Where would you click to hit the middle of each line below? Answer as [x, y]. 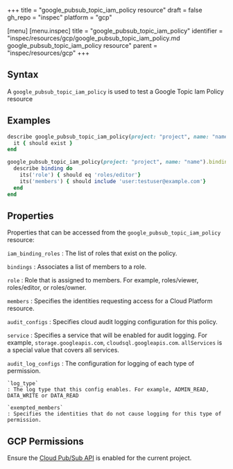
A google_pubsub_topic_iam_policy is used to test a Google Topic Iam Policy [115, 91]
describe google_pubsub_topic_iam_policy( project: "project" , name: [108, 137]
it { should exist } [43, 143]
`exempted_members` [35, 408]
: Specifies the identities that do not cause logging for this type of [114, 414]
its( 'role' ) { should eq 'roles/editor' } [80, 175]
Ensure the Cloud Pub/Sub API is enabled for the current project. [100, 458]
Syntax [23, 75]
